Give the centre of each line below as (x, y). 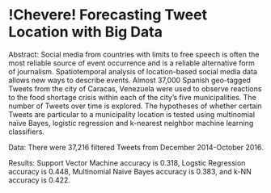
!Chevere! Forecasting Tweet (108, 15)
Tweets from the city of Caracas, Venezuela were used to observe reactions (135, 88)
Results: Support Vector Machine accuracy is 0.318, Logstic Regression (127, 162)
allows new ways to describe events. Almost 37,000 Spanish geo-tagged (129, 80)
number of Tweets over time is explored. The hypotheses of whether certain (135, 106)
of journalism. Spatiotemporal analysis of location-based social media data (133, 71)
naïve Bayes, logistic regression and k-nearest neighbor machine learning (131, 123)
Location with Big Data (86, 32)
